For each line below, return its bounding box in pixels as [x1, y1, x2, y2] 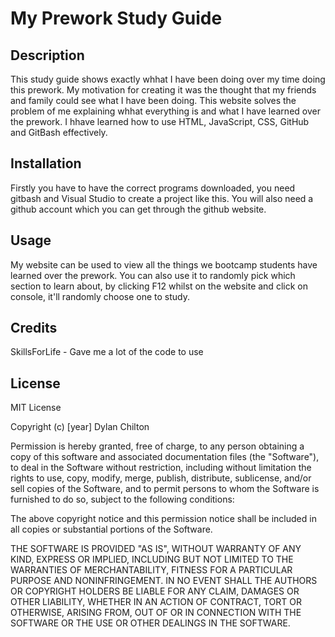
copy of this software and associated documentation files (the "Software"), [10, 451, 320, 463]
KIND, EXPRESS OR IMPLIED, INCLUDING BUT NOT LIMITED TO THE [10, 553, 294, 566]
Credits [10, 320, 58, 337]
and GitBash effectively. [10, 127, 108, 138]
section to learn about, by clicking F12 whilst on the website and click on [10, 280, 308, 292]
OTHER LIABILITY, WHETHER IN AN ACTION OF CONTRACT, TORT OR [10, 596, 302, 608]
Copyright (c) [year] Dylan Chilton [10, 421, 150, 433]
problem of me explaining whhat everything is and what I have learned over [10, 105, 321, 117]
